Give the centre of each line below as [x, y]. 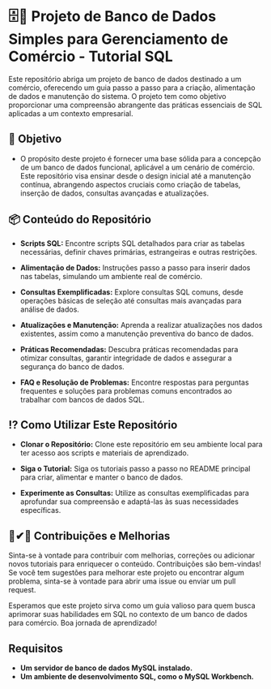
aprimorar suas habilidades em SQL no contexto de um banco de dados [128, 614]
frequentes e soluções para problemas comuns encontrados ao [126, 390]
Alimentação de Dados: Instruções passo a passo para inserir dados [135, 267]
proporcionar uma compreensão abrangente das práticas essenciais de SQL [135, 105]
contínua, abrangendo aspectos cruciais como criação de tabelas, [130, 184]
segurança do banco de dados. [72, 366]
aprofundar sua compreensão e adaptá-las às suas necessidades [129, 502]
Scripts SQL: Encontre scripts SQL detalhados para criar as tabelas [132, 243]
